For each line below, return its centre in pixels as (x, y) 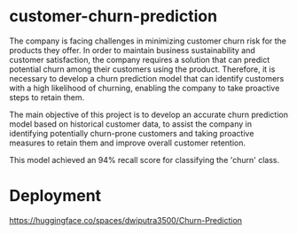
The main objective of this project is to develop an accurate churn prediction (148, 114)
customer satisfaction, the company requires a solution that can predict (140, 59)
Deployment (55, 196)
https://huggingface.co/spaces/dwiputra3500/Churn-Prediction (125, 220)
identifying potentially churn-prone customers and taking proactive (132, 133)
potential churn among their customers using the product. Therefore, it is (142, 69)
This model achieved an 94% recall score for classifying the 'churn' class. (145, 160)
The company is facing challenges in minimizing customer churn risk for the (148, 41)
